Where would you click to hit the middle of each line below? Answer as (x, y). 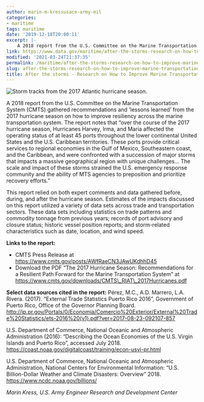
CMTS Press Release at (44, 255)
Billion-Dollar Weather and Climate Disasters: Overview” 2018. (84, 374)
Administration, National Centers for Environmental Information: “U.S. (93, 368)
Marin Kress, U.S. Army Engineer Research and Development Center (92, 392)
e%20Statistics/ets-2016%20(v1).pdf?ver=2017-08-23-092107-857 (91, 318)
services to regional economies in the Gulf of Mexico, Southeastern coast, (99, 148)
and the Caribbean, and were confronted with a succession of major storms (101, 155)
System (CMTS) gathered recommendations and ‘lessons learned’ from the (100, 109)
